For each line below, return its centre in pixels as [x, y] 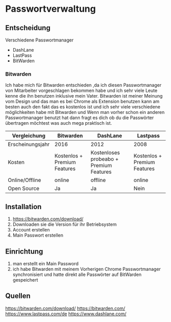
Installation [23, 207]
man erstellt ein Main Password [46, 263]
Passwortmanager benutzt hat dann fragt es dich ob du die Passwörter [80, 118]
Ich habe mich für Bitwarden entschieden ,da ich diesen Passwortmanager [83, 85]
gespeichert [25, 280]
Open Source [24, 189]
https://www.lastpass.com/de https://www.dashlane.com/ [66, 314]
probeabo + [105, 159]
